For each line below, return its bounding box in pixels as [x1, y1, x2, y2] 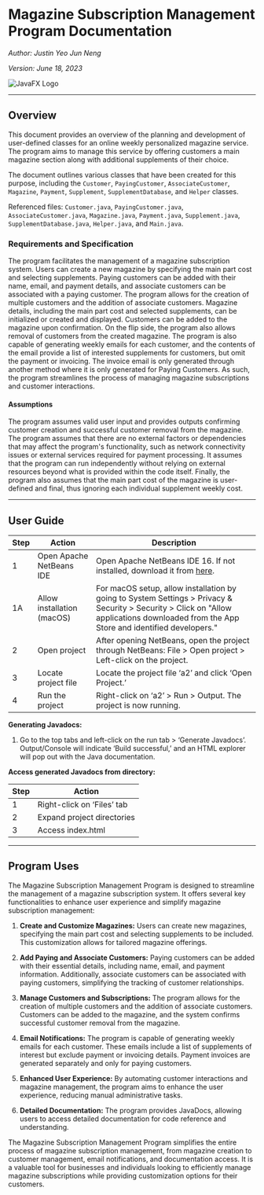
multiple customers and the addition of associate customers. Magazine [8, 298, 238, 307]
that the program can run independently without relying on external [8, 458, 225, 469]
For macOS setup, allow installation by [95, 583, 237, 594]
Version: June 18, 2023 [8, 63, 82, 72]
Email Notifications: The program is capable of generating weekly [19, 1033, 235, 1042]
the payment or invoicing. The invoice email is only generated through [8, 356, 234, 366]
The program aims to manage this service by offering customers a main [8, 146, 240, 156]
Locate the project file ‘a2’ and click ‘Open [95, 667, 252, 678]
